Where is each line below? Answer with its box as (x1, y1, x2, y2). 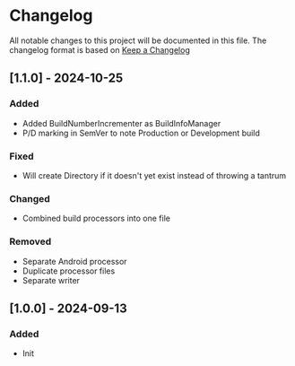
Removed (9, 235, 52, 248)
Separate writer (22, 274, 81, 285)
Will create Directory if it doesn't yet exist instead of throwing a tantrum (22, 170, 287, 180)
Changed (9, 192, 51, 205)
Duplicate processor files (22, 266, 116, 276)
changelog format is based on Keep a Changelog (9, 44, 190, 55)
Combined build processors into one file (22, 213, 170, 224)
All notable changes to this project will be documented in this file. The (9, 35, 267, 46)
